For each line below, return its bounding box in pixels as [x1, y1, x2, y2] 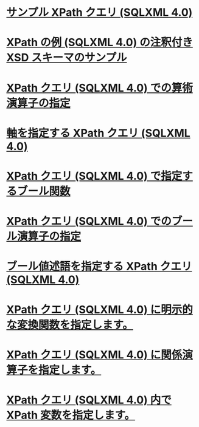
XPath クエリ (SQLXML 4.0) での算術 [6, 81, 194, 95]
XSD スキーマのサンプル [6, 51, 127, 64]
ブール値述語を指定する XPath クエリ [6, 259, 192, 273]
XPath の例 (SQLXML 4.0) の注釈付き [6, 36, 194, 49]
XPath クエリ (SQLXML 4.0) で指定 [6, 169, 183, 183]
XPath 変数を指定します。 [6, 408, 136, 422]
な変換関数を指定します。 [6, 318, 134, 332]
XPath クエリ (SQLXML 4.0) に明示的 [6, 302, 194, 316]
